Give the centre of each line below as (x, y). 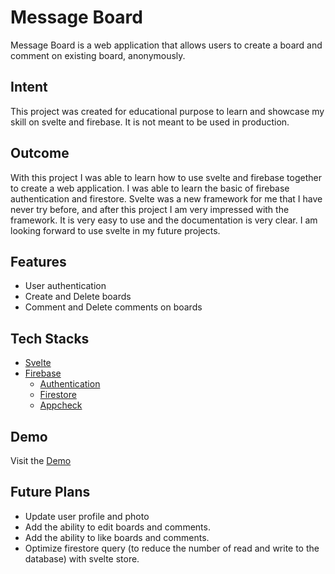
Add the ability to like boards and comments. (117, 537)
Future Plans (50, 492)
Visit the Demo (41, 460)
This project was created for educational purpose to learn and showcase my (167, 111)
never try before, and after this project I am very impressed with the (150, 209)
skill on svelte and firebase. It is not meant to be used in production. (150, 122)
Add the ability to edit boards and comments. (117, 527)
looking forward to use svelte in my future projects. (115, 230)
